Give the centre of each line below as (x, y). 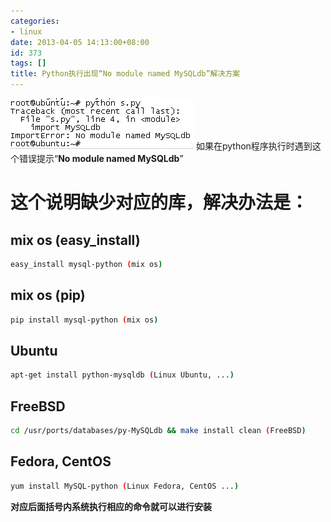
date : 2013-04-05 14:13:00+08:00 (80, 42)
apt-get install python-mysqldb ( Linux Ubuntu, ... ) (122, 375)
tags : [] (28, 63)
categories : (35, 21)
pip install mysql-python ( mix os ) (84, 320)
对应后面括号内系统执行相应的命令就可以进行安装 (111, 506)
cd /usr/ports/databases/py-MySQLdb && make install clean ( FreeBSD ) (158, 431)
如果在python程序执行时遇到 (254, 146)
